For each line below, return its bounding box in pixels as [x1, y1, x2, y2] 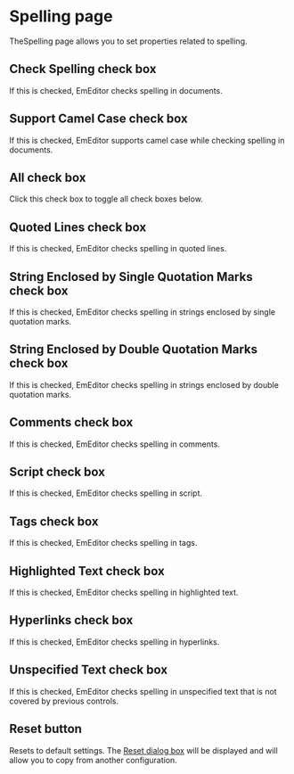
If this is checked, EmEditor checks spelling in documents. [9, 85, 223, 95]
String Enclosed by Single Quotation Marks [9, 269, 253, 284]
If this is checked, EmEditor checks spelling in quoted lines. [9, 243, 227, 254]
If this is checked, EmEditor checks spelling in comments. [9, 439, 221, 449]
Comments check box [9, 415, 134, 430]
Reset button [9, 721, 83, 737]
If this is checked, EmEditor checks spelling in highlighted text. [9, 587, 239, 598]
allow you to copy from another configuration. [9, 754, 178, 765]
